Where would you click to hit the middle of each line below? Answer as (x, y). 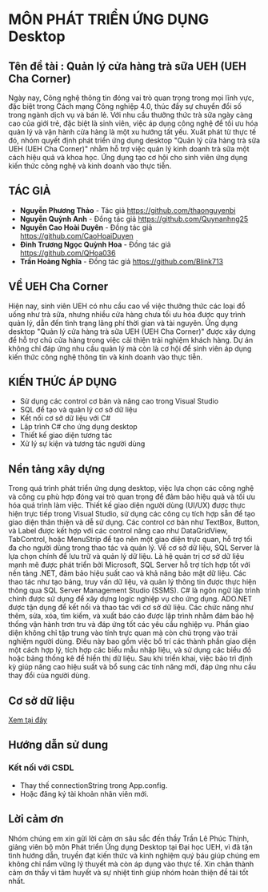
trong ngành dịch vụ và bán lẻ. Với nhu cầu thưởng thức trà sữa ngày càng (131, 115)
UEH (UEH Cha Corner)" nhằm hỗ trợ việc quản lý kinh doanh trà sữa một (129, 149)
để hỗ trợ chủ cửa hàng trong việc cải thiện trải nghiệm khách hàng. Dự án (131, 340)
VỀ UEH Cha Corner (58, 287)
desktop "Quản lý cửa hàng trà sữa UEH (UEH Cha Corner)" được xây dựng (132, 331)
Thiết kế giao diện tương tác (66, 436)
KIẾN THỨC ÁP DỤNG (63, 382)
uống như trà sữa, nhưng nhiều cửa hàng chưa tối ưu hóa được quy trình (127, 314)
